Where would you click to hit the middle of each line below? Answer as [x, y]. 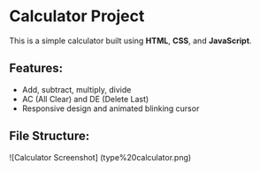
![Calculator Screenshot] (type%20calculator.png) [100, 157]
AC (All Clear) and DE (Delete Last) [85, 99]
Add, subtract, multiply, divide [76, 89]
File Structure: [50, 136]
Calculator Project [77, 16]
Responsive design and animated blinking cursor [111, 108]
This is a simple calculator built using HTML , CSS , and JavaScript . [130, 41]
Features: [36, 68]
